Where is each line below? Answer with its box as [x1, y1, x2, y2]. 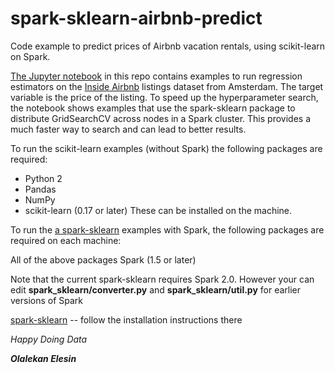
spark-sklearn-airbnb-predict [10, 7, 263, 30]
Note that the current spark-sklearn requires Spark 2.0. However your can [10, 273, 315, 285]
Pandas [24, 183, 57, 195]
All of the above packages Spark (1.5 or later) [10, 253, 197, 266]
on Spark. [10, 50, 51, 62]
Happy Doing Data [10, 333, 88, 345]
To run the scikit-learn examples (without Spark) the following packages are [10, 142, 323, 154]
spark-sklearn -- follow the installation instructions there [10, 313, 243, 326]
